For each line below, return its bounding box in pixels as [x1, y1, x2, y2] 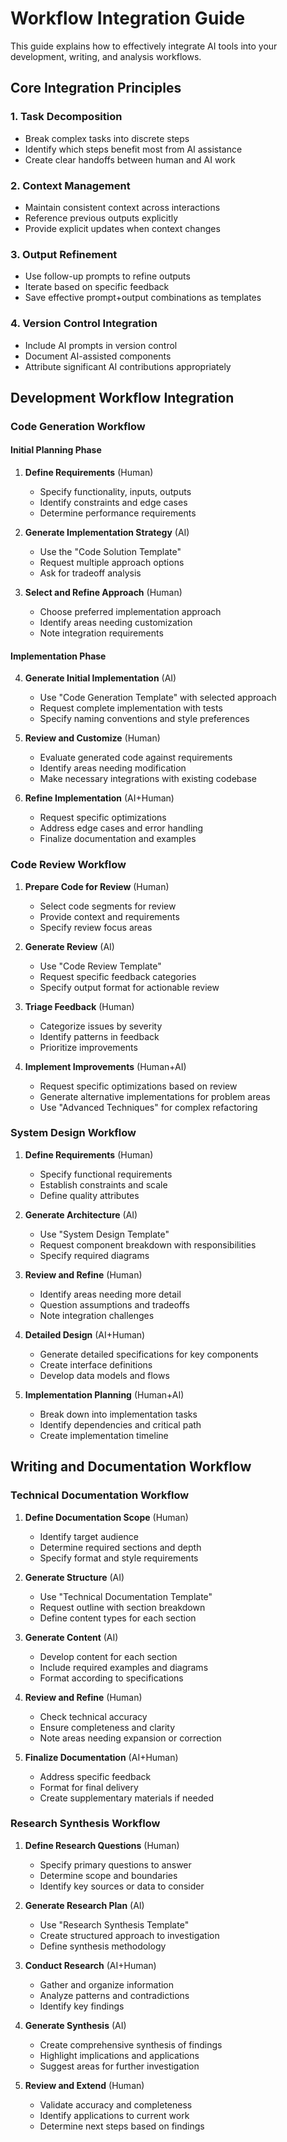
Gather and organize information [39, 1978, 175, 1991]
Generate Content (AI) [24, 1631, 119, 1643]
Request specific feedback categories [39, 970, 197, 982]
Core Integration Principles [10, 80, 182, 97]
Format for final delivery [39, 1781, 139, 1793]
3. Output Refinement [10, 247, 118, 261]
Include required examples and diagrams [39, 1661, 209, 1673]
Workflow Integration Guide [10, 7, 246, 30]
